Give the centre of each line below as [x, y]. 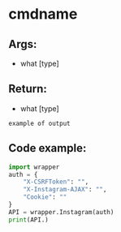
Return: [28, 89]
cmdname [43, 14]
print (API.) [28, 220]
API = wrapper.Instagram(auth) [61, 212]
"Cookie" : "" [45, 197]
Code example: [48, 148]
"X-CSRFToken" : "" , [56, 182]
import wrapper [34, 167]
